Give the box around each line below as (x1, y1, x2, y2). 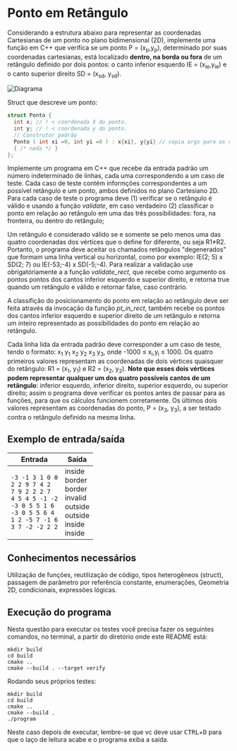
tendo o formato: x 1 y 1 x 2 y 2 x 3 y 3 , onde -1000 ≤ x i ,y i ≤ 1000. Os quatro (7, 348, 214, 358)
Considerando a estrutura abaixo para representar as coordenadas (7, 28, 202, 37)
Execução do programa (7, 606, 111, 618)
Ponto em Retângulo (7, 5, 128, 21)
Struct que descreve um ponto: (7, 98, 97, 107)
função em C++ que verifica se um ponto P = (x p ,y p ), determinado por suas (7, 43, 227, 54)
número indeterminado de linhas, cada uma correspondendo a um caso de (7, 172, 224, 180)
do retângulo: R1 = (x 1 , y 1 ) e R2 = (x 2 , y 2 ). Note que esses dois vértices (7, 365, 215, 375)
